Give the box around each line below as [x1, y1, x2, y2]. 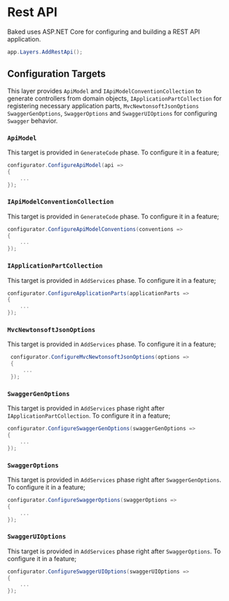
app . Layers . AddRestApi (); [7, 48, 83, 55]
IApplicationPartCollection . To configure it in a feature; [7, 411, 171, 420]
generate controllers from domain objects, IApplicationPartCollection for [7, 94, 222, 103]
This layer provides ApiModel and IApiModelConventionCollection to [7, 86, 202, 95]
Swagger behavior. [7, 117, 58, 125]
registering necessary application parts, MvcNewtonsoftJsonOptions [7, 101, 200, 110]
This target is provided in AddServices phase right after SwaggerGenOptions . [7, 475, 222, 484]
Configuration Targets [7, 68, 106, 80]
